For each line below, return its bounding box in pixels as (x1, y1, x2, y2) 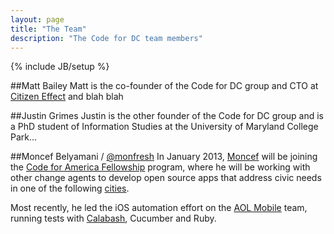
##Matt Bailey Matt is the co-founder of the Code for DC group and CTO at (10, 80, 319, 92)
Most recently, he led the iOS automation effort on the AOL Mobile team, (10, 202, 308, 214)
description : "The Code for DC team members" (10, 33, 203, 43)
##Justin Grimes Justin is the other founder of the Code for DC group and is (10, 110, 324, 122)
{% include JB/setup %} (10, 61, 110, 73)
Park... (10, 131, 38, 143)
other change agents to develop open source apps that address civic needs (10, 172, 322, 184)
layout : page (10, 14, 65, 25)
